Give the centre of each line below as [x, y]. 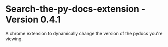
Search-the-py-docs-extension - [75, 9]
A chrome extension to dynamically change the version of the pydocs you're [84, 33]
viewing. [14, 39]
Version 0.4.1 [33, 20]
